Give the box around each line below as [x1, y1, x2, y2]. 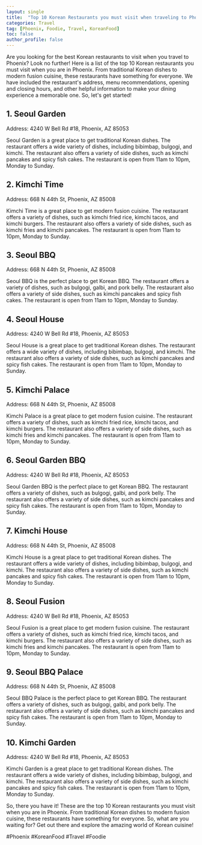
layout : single [6, 8, 44, 15]
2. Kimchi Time [6, 180, 64, 190]
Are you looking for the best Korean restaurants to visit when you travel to [6, 53, 189, 60]
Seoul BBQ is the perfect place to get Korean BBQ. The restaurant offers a [6, 278, 189, 285]
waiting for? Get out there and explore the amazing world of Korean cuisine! [6, 822, 194, 829]
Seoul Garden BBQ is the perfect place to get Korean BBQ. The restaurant [6, 483, 188, 490]
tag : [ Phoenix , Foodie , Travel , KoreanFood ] [6, 25, 120, 32]
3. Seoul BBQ [6, 250, 56, 260]
